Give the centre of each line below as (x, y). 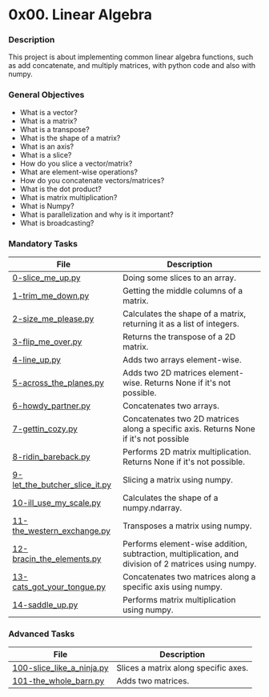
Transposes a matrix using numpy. (187, 526)
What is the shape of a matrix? (70, 138)
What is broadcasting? (57, 222)
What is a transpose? (54, 129)
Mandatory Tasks (43, 243)
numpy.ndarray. (153, 508)
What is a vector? (48, 112)
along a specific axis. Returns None (189, 429)
